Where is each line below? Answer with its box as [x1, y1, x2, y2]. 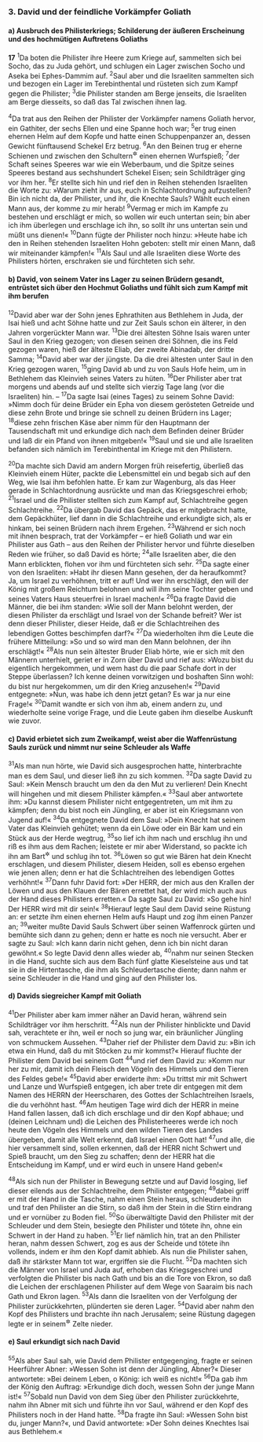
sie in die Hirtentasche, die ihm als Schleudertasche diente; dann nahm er [8, 965, 247, 974]
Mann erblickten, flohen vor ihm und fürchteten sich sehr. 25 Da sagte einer [8, 558, 250, 568]
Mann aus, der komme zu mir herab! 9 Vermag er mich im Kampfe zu [8, 203, 229, 214]
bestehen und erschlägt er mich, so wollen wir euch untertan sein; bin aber [8, 212, 251, 222]
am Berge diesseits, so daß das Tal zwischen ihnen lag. [8, 97, 187, 107]
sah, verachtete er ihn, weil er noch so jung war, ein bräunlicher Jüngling [8, 1028, 243, 1037]
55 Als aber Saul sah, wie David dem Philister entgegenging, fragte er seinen [8, 1355, 253, 1365]
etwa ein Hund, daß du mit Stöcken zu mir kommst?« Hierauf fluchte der [8, 1046, 242, 1055]
